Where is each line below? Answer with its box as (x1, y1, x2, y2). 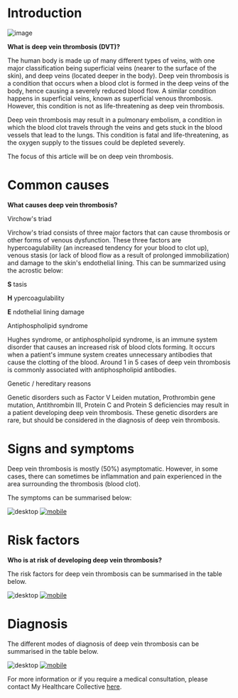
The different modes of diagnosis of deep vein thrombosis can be (7, 640, 200, 648)
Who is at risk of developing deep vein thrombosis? (7, 555, 162, 564)
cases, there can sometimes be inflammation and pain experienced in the (7, 472, 222, 481)
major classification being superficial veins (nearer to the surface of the (7, 63, 217, 72)
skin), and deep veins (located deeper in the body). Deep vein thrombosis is (7, 71, 229, 80)
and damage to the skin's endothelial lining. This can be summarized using (7, 258, 226, 267)
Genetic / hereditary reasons (7, 379, 91, 388)
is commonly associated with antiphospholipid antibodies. (7, 365, 177, 374)
